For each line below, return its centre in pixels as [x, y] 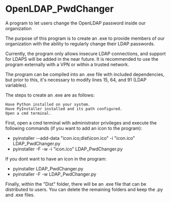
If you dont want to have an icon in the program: [56, 159]
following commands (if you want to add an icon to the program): [74, 128]
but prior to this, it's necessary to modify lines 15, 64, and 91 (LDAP [76, 80]
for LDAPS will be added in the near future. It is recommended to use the [82, 59]
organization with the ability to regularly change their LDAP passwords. [80, 43]
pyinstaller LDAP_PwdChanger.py [48, 168]
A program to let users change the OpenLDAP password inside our [76, 23]
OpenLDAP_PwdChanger [60, 9]
